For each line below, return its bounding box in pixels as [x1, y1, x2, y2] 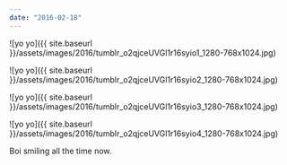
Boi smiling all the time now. [9, 145, 112, 156]
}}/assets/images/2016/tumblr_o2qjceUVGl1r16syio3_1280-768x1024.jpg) [9, 100, 278, 112]
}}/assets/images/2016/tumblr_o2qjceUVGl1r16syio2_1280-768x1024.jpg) [9, 74, 278, 85]
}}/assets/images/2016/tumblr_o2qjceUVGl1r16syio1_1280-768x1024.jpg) [9, 47, 276, 58]
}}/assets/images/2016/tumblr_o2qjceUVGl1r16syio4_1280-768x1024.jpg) [9, 127, 279, 139]
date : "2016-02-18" [9, 13, 83, 22]
